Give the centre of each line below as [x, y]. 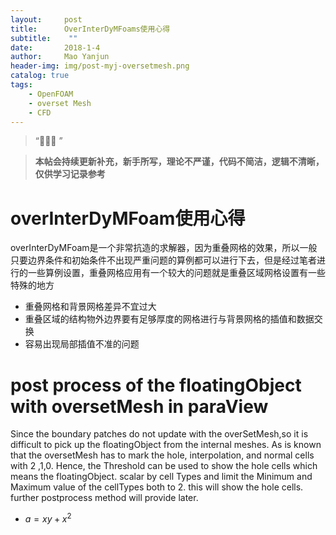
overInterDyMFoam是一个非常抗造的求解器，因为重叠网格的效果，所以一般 [164, 248]
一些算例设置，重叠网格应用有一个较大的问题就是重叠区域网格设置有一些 [176, 273]
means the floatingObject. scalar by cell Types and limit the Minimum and [161, 477]
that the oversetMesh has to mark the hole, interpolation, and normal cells [162, 455]
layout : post [46, 19]
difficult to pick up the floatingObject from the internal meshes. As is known [166, 445]
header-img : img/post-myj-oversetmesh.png [100, 66]
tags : [21, 85]
